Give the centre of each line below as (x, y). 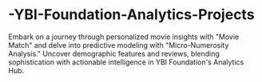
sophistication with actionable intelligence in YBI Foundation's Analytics (126, 62)
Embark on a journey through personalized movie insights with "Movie (124, 37)
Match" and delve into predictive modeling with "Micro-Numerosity (119, 45)
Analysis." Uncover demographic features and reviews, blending (114, 53)
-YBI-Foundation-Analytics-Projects (131, 15)
